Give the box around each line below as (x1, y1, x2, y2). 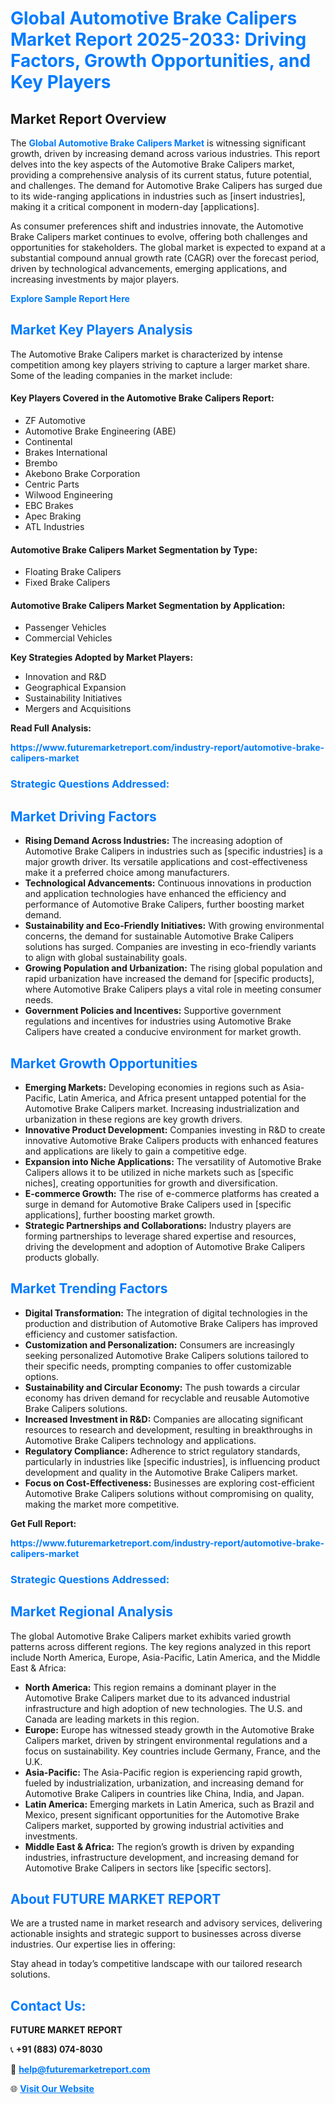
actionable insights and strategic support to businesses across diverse (10, 1928, 302, 1940)
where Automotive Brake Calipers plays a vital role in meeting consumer (24, 983, 322, 996)
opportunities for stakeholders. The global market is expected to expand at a (10, 242, 326, 253)
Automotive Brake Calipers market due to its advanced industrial (24, 1692, 291, 1704)
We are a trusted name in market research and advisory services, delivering (10, 1917, 323, 1929)
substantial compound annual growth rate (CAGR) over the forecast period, (10, 252, 320, 264)
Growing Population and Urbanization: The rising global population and (24, 962, 323, 974)
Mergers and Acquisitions (24, 703, 132, 715)
